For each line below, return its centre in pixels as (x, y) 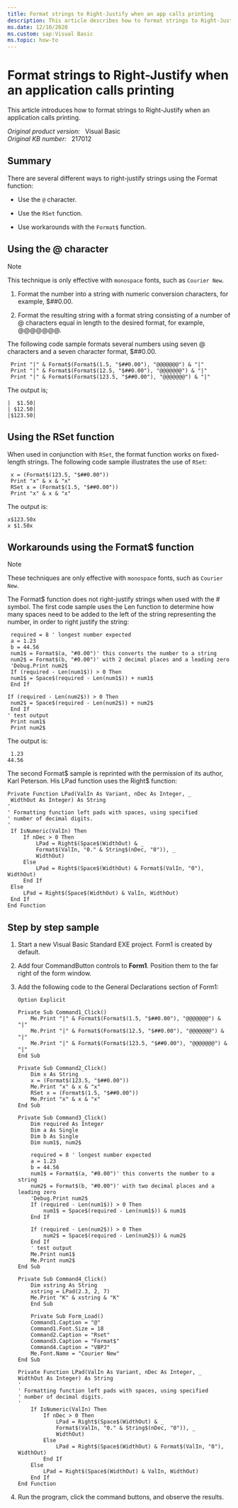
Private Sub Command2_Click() (62, 1068)
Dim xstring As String (64, 1285)
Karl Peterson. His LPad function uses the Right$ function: (92, 781)
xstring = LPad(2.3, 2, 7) (70, 1292)
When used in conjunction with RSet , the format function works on (104, 454)
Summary (29, 161)
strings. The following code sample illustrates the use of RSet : (117, 462)
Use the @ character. (47, 199)
